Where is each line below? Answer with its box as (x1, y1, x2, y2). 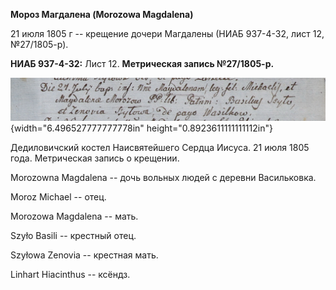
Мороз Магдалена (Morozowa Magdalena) (10, 9, 194, 20)
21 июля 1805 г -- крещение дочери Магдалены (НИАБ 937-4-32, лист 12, (10, 28, 325, 39)
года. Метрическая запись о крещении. (10, 152, 180, 164)
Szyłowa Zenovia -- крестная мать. (10, 249, 159, 261)
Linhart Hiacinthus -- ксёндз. (10, 268, 131, 280)
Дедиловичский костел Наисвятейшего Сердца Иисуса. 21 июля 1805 (10, 141, 310, 153)
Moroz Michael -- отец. (10, 190, 107, 203)
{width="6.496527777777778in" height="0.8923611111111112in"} (10, 122, 273, 134)
